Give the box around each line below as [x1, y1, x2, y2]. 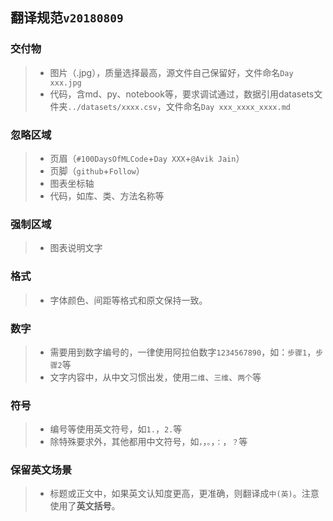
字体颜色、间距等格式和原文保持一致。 [49, 294, 208, 306]
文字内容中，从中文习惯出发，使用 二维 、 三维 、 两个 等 [49, 371, 262, 383]
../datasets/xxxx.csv [67, 102, 158, 112]
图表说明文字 [49, 242, 103, 254]
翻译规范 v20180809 [10, 9, 124, 27]
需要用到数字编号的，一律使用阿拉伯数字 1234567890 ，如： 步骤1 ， [49, 346, 317, 358]
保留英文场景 [10, 463, 73, 477]
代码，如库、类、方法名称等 [49, 189, 165, 202]
